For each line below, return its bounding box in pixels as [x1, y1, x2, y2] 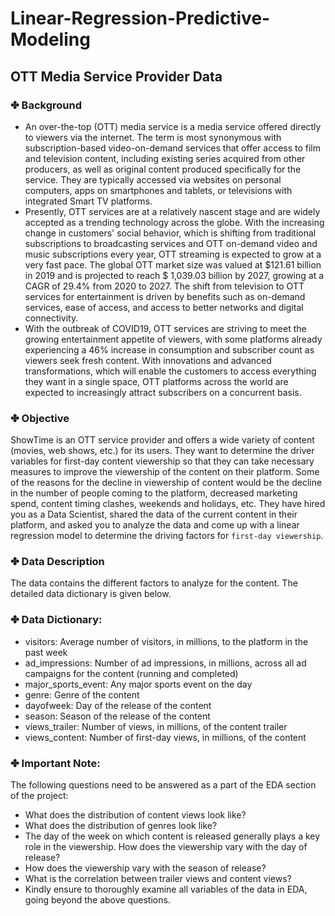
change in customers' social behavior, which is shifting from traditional [24, 227, 317, 239]
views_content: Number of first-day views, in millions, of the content [24, 731, 307, 743]
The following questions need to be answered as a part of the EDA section [10, 779, 317, 791]
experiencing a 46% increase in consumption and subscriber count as [24, 343, 315, 356]
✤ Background [10, 98, 82, 112]
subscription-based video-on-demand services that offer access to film [24, 142, 322, 154]
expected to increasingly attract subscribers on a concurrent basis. [24, 386, 302, 398]
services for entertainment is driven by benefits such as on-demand [24, 290, 306, 302]
